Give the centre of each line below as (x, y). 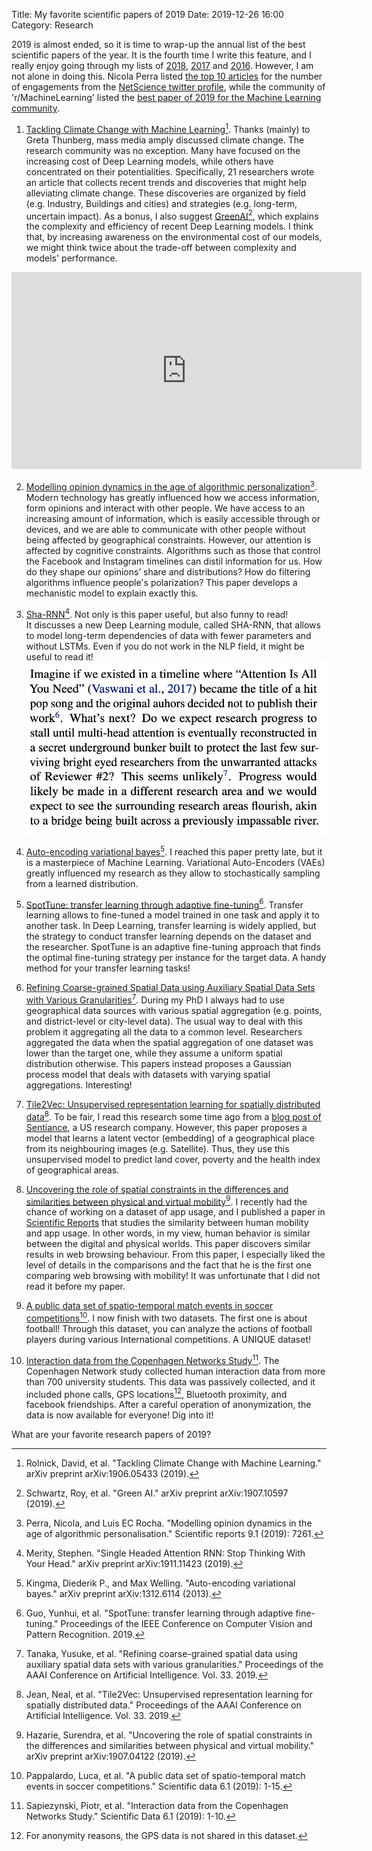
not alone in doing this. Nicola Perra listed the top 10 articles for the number (167, 76)
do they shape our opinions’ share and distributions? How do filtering (168, 571)
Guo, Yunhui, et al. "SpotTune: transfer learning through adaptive (159, 1613)
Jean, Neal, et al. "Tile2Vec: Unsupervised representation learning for (169, 1695)
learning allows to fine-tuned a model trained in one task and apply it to (172, 915)
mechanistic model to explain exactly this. (112, 593)
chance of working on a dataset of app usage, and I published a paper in (175, 1212)
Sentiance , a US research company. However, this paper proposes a (166, 1127)
